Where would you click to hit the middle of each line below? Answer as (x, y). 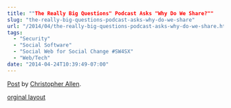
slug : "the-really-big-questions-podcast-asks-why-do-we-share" (101, 20)
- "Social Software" (43, 45)
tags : (15, 32)
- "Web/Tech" (32, 58)
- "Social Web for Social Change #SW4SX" (74, 52)
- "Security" (32, 39)
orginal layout (26, 97)
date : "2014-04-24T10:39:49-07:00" (58, 64)
